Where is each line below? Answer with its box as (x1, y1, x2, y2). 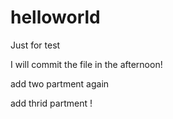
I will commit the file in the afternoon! (10, 58, 163, 70)
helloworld (10, 6, 101, 29)
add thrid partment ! (10, 97, 93, 109)
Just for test (10, 39, 61, 51)
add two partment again (10, 77, 110, 90)
